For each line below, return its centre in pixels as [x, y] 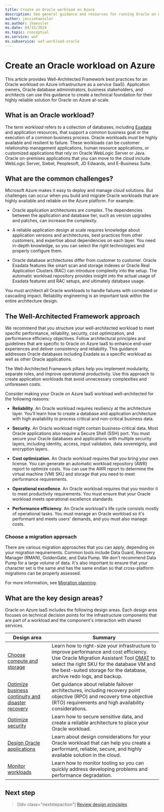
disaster [17, 703]
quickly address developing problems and [100, 769]
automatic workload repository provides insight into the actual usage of [84, 276]
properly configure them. [37, 251]
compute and [23, 661]
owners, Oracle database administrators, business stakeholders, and [74, 89]
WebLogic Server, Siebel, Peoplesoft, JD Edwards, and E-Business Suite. [78, 163]
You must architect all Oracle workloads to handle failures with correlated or [81, 291]
